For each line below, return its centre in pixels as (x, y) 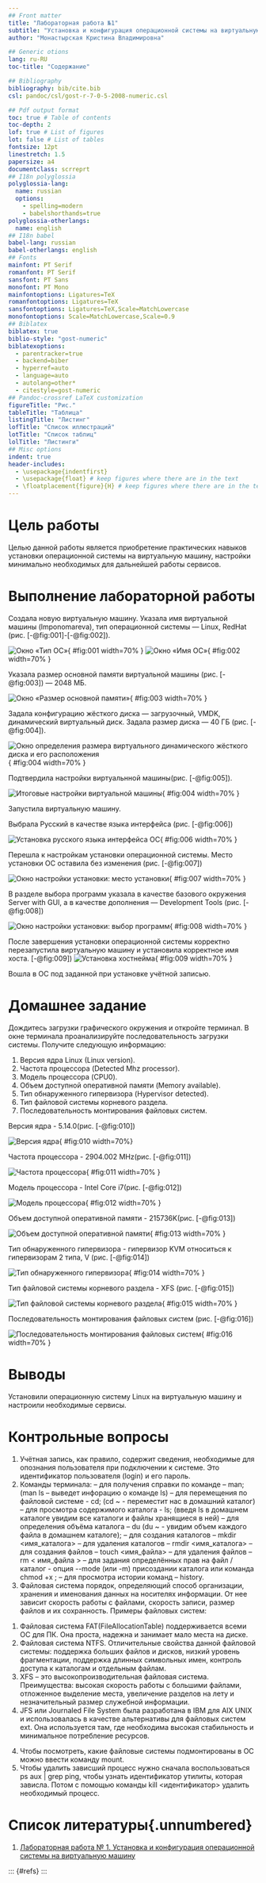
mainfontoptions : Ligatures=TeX (61, 294)
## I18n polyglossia (42, 176)
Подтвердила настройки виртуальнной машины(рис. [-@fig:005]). (120, 777)
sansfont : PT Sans (38, 280)
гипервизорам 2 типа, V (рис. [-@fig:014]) (79, 1257)
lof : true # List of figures (56, 132)
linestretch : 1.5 (37, 154)
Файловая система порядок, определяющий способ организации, (132, 1585)
